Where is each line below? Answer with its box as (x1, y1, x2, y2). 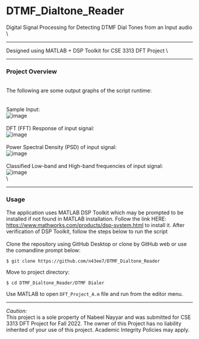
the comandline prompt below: (6, 247, 81, 254)
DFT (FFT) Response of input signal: (6, 125, 95, 132)
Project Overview (6, 67, 57, 75)
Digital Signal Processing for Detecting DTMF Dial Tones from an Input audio (6, 24, 192, 31)
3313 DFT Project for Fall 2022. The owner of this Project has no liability (6, 319, 182, 327)
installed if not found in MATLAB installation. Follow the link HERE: (6, 215, 167, 222)
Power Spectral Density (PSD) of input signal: (6, 144, 117, 151)
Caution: (6, 307, 27, 314)
